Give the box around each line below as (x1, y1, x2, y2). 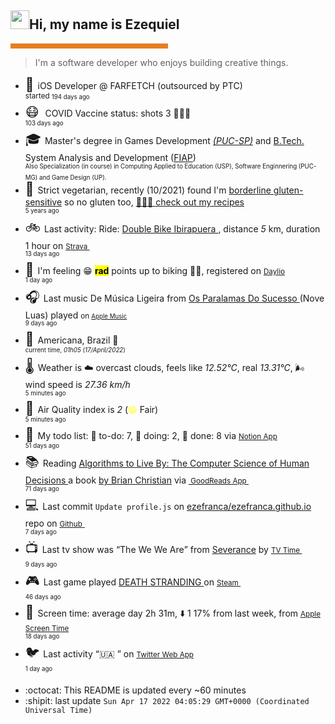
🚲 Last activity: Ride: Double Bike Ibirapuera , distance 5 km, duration (24, 219, 321, 236)
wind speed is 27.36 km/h (24, 379, 131, 391)
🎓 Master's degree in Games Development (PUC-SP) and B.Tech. (24, 131, 305, 148)
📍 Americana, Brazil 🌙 (24, 330, 119, 347)
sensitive (24, 196, 63, 208)
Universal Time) (24, 706, 93, 716)
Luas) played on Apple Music (24, 309, 128, 321)
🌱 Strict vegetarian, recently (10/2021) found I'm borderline (24, 181, 272, 198)
